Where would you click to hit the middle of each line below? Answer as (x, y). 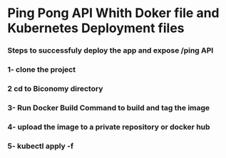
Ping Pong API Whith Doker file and (113, 13)
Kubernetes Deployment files (96, 28)
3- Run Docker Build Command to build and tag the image (109, 107)
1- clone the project (42, 70)
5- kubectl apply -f (41, 146)
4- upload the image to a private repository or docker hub (109, 127)
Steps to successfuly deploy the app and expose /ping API (111, 51)
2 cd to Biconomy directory (55, 88)
